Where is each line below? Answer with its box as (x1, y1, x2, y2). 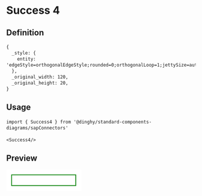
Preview (6, 153, 38, 164)
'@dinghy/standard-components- (73, 119, 152, 125)
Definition (6, 28, 44, 38)
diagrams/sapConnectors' (6, 125, 69, 131)
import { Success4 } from (6, 119, 71, 125)
